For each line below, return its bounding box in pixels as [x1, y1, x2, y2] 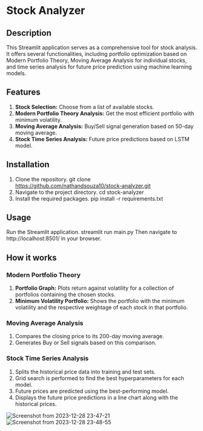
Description [6, 28, 52, 38]
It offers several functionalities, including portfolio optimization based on [6, 50, 187, 58]
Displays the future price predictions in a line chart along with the [15, 393, 178, 401]
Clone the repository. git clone [15, 175, 91, 182]
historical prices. [15, 400, 57, 407]
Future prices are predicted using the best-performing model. [15, 387, 169, 395]
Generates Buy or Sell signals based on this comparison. [15, 339, 156, 346]
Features [6, 87, 41, 98]
